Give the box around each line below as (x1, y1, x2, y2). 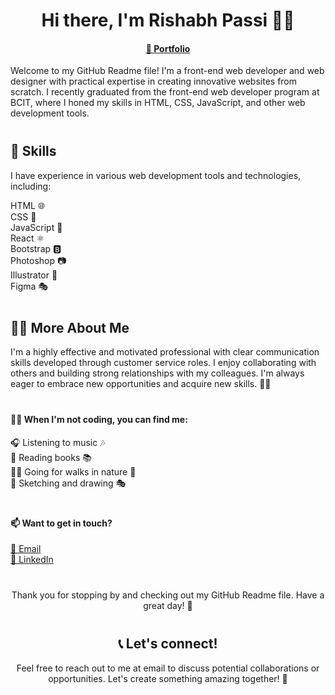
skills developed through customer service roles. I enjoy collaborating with (10, 357, 317, 369)
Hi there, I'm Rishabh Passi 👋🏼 (41, 9, 295, 32)
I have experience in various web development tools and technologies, (10, 169, 302, 181)
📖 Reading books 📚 (10, 451, 92, 463)
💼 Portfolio (145, 42, 191, 54)
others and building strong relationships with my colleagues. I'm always (10, 367, 305, 379)
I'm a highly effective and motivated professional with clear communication (10, 346, 320, 358)
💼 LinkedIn (10, 554, 54, 566)
